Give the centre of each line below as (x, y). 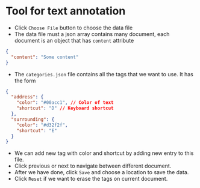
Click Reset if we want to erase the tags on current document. (91, 179)
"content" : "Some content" (45, 57)
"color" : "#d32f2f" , (42, 125)
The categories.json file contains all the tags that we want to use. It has (104, 74)
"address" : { (27, 97)
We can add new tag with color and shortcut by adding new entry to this (104, 153)
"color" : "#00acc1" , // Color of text (65, 103)
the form (25, 80)
